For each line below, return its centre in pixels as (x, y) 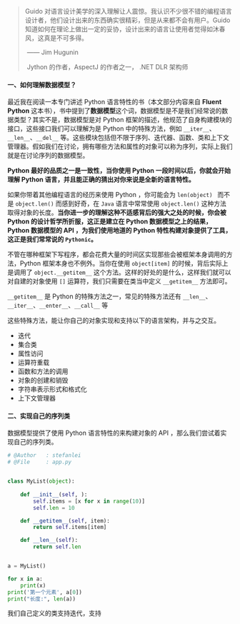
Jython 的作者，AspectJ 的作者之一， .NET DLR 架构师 (107, 67)
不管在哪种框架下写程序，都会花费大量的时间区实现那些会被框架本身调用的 (117, 255)
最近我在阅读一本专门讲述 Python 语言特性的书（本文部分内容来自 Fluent (115, 102)
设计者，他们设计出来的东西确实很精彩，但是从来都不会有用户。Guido (127, 20)
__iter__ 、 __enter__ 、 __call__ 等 (58, 306)
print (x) (33, 585)
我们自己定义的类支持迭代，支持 (54, 613)
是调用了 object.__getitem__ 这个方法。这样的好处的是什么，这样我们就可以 (119, 272)
